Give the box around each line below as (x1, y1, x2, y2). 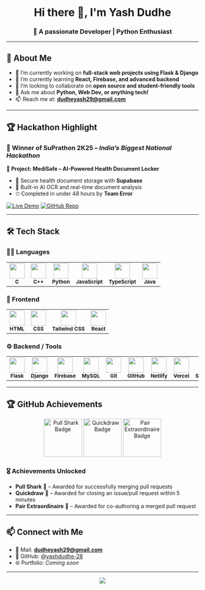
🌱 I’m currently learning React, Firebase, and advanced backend (15, 76, 179, 83)
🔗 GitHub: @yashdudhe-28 (15, 553, 84, 560)
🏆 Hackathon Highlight (6, 122, 98, 132)
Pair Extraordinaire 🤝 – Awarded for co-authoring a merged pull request (15, 502, 196, 510)
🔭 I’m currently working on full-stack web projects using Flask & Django (15, 69, 199, 77)
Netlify (150, 373, 168, 379)
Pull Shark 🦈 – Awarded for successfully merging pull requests (15, 483, 173, 490)
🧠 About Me (6, 53, 52, 63)
